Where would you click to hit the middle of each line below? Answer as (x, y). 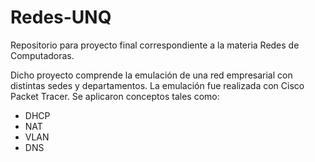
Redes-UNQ (61, 17)
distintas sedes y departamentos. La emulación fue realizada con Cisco (157, 85)
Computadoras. (42, 55)
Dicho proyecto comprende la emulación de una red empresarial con (151, 75)
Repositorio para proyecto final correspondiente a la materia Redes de (155, 45)
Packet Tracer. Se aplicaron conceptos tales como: (115, 96)
